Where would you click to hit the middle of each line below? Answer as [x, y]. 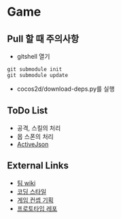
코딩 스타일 [32, 191]
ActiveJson [33, 144]
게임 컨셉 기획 [35, 200]
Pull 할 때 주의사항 [43, 39]
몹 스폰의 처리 [35, 136]
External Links [38, 165]
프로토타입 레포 [37, 208]
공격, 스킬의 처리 [39, 128]
